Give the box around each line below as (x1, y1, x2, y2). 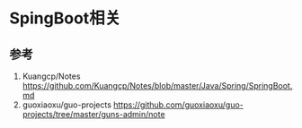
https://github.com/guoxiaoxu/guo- (113, 99, 244, 110)
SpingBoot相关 (9, 8, 121, 29)
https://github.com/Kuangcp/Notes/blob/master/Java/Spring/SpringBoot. (22, 81, 293, 90)
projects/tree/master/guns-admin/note (22, 109, 165, 119)
